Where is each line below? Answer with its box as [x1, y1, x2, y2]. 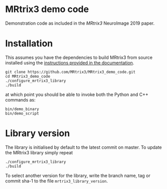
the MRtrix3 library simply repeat [5, 149, 73, 155]
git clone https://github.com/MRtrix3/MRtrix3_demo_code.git [5, 69, 136, 74]
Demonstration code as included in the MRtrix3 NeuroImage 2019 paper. [5, 20, 154, 26]
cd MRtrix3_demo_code [5, 74, 51, 79]
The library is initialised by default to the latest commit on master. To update [5, 144, 162, 150]
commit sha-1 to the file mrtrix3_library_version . [5, 177, 108, 184]
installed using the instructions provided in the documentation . [5, 59, 134, 66]
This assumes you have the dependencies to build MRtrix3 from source [5, 54, 153, 60]
